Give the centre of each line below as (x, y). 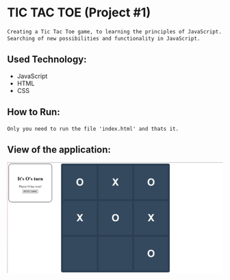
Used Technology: (47, 60)
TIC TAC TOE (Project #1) (79, 13)
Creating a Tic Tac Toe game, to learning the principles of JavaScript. (115, 31)
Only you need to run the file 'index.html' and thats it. (93, 129)
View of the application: (59, 150)
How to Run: (34, 112)
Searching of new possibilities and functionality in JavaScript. (104, 38)
